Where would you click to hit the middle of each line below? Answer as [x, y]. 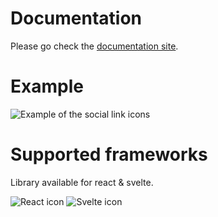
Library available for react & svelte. [82, 182]
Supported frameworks [109, 154]
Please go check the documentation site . [94, 46]
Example [47, 86]
